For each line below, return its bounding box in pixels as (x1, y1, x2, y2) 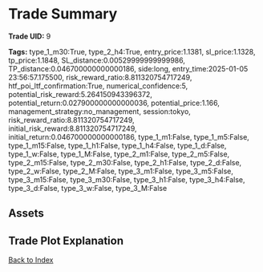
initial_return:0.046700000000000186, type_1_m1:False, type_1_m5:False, (8, 132, 250, 141)
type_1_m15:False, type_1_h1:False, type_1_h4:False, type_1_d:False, (8, 140, 227, 150)
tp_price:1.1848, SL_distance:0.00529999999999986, (8, 55, 186, 65)
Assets (8, 206, 44, 221)
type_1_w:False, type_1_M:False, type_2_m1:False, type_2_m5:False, (8, 149, 230, 159)
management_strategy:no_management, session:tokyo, (8, 106, 191, 116)
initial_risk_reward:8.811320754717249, (8, 124, 138, 133)
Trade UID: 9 (8, 31, 51, 41)
